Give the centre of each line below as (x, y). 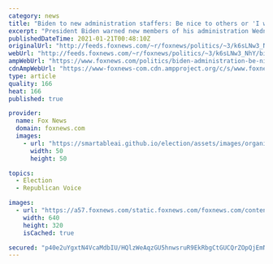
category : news (34, 16)
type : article (32, 76)
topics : (22, 173)
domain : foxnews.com (50, 129)
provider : (25, 113)
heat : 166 (25, 91)
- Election (34, 181)
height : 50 (48, 159)
